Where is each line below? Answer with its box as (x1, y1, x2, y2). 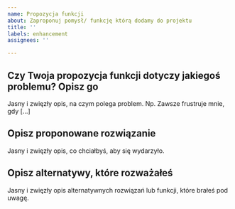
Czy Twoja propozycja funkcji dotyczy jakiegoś (7, 69, 221, 82)
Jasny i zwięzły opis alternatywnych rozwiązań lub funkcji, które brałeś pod (7, 186, 229, 194)
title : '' (7, 23, 37, 31)
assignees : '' (7, 37, 50, 44)
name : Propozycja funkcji (7, 10, 84, 18)
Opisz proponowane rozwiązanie (7, 127, 156, 139)
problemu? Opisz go (7, 80, 99, 92)
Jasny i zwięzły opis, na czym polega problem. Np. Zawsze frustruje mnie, (7, 99, 225, 107)
